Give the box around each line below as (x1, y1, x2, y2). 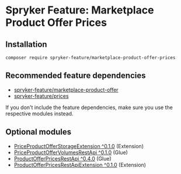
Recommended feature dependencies (5, 71, 146, 81)
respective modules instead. (5, 110, 74, 117)
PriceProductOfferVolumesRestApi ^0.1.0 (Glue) (13, 149, 128, 156)
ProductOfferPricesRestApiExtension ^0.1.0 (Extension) (13, 161, 147, 168)
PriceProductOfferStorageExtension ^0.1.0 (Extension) (13, 142, 144, 149)
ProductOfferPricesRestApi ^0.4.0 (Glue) (13, 155, 112, 162)
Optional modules (5, 127, 71, 137)
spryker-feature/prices (13, 92, 69, 100)
